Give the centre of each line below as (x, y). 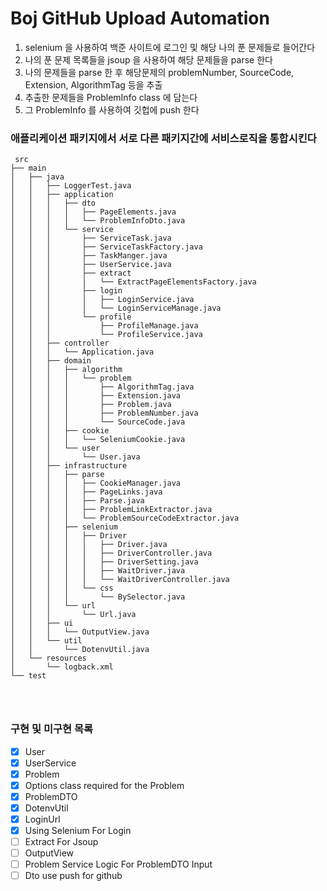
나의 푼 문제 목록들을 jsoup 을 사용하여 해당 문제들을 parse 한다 (148, 59)
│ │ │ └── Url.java (73, 615)
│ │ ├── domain (51, 361)
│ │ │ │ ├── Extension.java (96, 396)
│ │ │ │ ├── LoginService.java (102, 300)
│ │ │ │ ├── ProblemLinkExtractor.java (111, 510)
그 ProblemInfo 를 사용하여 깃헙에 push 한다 (112, 109)
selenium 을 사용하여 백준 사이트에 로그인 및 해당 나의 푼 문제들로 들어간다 (170, 47)
